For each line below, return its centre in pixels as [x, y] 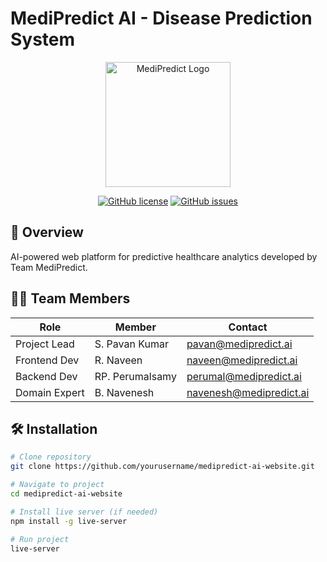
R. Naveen [118, 360]
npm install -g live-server [69, 521]
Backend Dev [46, 376]
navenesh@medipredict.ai [248, 392]
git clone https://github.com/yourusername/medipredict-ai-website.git [162, 467]
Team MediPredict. [49, 267]
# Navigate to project [57, 485]
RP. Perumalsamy [135, 376]
